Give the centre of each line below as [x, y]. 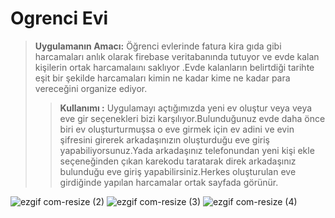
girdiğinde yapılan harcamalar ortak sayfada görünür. [169, 182]
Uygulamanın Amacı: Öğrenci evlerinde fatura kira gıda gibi [158, 46]
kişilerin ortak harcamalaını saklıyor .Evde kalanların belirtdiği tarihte [174, 67]
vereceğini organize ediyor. [91, 88]
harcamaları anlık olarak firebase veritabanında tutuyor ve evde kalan [177, 56]
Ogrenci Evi [59, 18]
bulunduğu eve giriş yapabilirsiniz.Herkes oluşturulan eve [178, 171]
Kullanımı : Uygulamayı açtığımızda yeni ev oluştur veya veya [186, 108]
